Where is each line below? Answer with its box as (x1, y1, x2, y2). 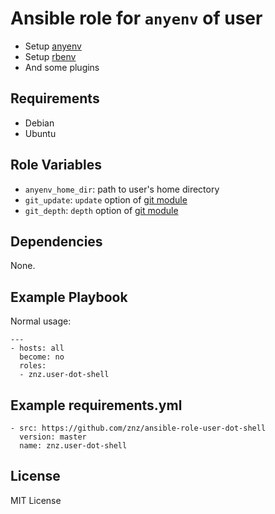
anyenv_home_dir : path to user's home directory (24, 183, 220, 195)
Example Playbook (10, 288, 128, 306)
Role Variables (10, 157, 102, 174)
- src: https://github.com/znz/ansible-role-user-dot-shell (10, 423, 267, 433)
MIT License (10, 494, 62, 506)
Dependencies (10, 233, 103, 250)
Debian (24, 117, 55, 129)
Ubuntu (24, 127, 57, 139)
